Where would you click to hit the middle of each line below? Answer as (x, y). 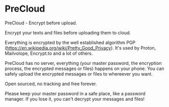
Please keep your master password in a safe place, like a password (75, 93)
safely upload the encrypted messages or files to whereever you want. (79, 74)
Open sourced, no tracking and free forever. (51, 84)
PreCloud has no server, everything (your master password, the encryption (83, 63)
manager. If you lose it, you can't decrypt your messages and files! (75, 99)
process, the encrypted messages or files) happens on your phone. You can (84, 68)
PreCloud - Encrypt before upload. (41, 23)
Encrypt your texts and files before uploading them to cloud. (68, 32)
